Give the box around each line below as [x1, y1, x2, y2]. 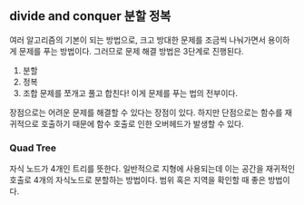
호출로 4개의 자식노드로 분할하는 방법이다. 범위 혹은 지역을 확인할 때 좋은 [9, 175, 266, 186]
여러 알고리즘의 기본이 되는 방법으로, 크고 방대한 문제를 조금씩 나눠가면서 [9, 34, 266, 45]
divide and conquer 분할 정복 [9, 8, 172, 24]
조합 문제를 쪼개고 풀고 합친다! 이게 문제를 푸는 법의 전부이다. [22, 87, 239, 98]
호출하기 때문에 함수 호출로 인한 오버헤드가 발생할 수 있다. [40, 118, 244, 129]
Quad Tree [9, 142, 57, 154]
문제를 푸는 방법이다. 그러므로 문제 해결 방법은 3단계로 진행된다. [18, 45, 244, 56]
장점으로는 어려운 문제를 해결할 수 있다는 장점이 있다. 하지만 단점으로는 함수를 [9, 107, 283, 118]
